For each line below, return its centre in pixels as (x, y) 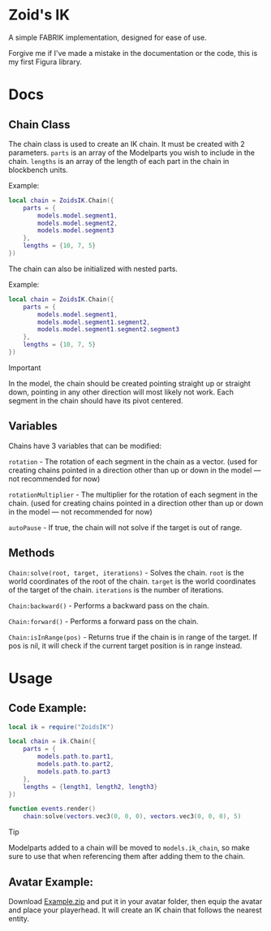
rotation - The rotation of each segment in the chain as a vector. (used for (133, 461)
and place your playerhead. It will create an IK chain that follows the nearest (135, 910)
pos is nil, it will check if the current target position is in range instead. (125, 645)
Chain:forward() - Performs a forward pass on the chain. (103, 621)
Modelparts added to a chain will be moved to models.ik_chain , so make (129, 848)
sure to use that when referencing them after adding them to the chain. (127, 856)
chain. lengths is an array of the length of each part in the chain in (119, 161)
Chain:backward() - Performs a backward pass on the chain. (109, 606)
